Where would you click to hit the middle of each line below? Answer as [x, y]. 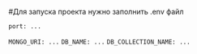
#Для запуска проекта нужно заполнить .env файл [96, 12]
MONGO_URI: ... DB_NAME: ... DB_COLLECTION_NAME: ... [99, 42]
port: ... [25, 27]
